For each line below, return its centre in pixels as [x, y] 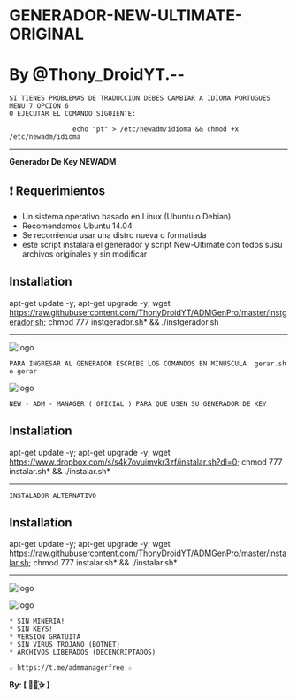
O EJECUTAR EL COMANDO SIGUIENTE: [73, 114]
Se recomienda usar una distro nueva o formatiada [114, 234]
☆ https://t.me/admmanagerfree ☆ [71, 668]
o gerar [23, 371]
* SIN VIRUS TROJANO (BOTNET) [65, 645]
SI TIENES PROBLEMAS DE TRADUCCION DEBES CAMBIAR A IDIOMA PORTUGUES [140, 98]
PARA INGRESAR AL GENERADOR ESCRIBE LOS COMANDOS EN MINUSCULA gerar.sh [148, 364]
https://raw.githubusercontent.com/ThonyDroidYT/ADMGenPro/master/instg [148, 312]
